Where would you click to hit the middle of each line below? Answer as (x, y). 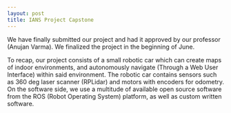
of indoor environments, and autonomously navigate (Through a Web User (113, 67)
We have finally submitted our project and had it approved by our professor (114, 39)
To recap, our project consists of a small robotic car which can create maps (114, 60)
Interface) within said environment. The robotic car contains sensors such (112, 74)
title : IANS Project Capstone (51, 20)
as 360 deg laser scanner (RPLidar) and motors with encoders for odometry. (116, 81)
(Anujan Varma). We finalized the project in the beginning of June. (101, 47)
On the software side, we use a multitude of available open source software (114, 89)
